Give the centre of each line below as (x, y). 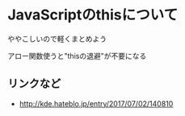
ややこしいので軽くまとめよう (57, 39)
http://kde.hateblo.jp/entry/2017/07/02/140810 (96, 103)
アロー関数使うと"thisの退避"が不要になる (77, 56)
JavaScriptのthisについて (93, 15)
